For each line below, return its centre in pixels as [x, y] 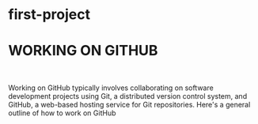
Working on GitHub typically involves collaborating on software [111, 88]
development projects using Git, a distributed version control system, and [128, 96]
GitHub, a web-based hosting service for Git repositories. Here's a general [129, 105]
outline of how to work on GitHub [62, 113]
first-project [49, 15]
